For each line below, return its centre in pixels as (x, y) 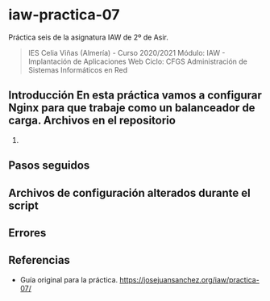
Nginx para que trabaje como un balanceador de (132, 108)
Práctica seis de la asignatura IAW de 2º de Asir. (89, 37)
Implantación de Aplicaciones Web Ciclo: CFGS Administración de (138, 61)
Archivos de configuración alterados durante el (130, 192)
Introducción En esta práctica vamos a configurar (135, 96)
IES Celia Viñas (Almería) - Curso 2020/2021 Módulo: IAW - (127, 52)
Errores (27, 233)
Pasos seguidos (49, 166)
